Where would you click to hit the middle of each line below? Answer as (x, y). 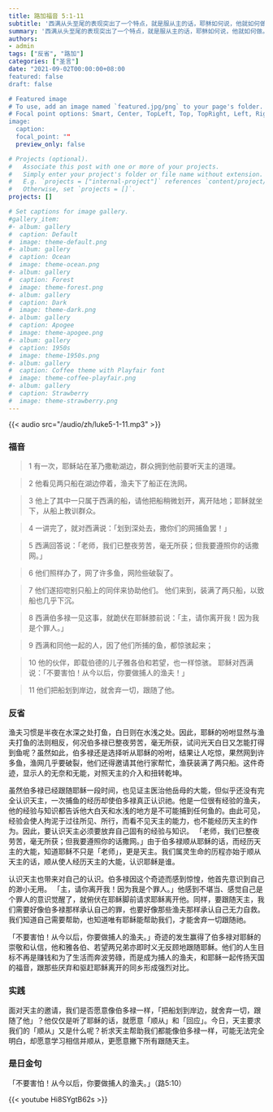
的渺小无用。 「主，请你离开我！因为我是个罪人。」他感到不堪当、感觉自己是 (136, 890)
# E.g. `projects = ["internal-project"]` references (105, 182)
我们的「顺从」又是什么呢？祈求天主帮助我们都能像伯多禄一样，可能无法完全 (136, 1031)
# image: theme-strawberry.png (63, 401)
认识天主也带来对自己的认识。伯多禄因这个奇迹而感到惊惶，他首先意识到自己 (136, 879)
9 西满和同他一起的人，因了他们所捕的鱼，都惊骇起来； (121, 645)
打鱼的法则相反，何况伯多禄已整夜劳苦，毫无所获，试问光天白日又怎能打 (136, 743)
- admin (22, 46)
